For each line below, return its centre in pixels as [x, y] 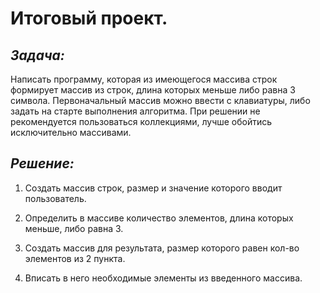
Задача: [37, 55]
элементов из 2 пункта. [75, 258]
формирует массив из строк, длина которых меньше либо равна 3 [153, 90]
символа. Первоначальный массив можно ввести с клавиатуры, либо [160, 100]
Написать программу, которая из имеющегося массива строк [144, 79]
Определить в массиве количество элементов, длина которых [159, 218]
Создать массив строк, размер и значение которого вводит [153, 188]
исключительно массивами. [71, 132]
